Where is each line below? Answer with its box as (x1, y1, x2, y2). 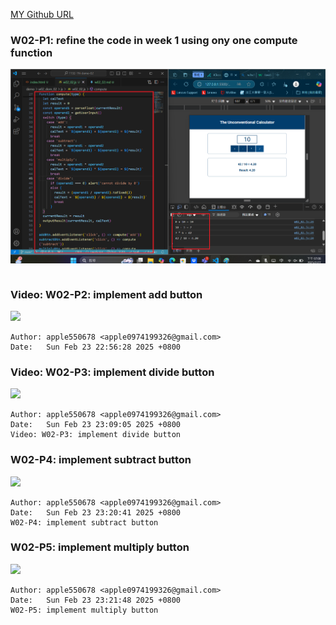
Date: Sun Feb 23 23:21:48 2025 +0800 (10, 595, 182, 605)
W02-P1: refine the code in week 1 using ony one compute (10, 33, 298, 47)
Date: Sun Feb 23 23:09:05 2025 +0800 (10, 420, 182, 430)
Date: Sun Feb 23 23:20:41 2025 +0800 (10, 507, 182, 518)
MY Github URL (10, 9, 74, 20)
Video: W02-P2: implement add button (10, 287, 203, 301)
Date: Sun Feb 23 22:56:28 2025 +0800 (10, 342, 182, 352)
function (10, 45, 53, 59)
